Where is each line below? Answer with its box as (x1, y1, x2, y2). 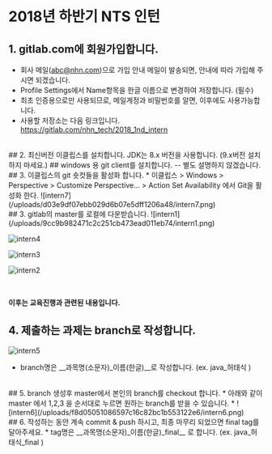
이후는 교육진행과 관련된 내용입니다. (8, 298, 121, 308)
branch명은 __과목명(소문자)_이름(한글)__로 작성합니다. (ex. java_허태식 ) (19, 362, 252, 372)
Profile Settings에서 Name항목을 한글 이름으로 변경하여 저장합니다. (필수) (19, 86, 254, 95)
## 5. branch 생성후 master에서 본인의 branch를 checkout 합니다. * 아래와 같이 (8, 388, 263, 397)
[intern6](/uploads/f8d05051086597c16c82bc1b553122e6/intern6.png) (8, 407, 244, 417)
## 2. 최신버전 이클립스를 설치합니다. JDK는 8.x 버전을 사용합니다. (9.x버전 (8, 151, 246, 159)
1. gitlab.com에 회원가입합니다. (8, 42, 159, 56)
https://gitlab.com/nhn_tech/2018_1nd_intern (19, 125, 168, 134)
